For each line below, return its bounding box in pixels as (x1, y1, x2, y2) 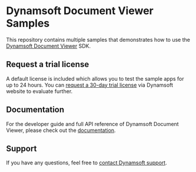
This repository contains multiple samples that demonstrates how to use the (6, 36, 190, 43)
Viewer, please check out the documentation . (6, 127, 116, 134)
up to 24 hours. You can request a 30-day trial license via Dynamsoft (6, 81, 174, 88)
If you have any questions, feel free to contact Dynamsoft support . (6, 159, 167, 166)
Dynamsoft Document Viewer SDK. (6, 42, 91, 49)
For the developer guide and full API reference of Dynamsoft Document (6, 120, 179, 127)
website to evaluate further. (6, 87, 73, 95)
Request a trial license (6, 59, 89, 70)
